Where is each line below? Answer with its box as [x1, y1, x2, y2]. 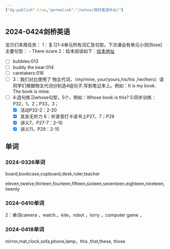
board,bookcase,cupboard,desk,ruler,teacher [5, 170, 100, 176]
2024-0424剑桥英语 [5, 27, 70, 36]
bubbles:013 [12, 58, 39, 64]
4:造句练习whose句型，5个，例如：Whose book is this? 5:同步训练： [12, 94, 156, 100]
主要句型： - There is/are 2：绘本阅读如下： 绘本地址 [5, 48, 115, 54]
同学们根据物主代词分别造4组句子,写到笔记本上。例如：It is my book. [12, 82, 156, 89]
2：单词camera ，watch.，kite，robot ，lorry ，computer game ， [5, 211, 145, 218]
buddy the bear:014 [12, 64, 54, 70]
